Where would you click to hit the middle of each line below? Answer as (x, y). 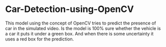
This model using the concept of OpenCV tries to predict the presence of (81, 23)
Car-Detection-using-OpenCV (69, 9)
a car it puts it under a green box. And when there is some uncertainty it (79, 33)
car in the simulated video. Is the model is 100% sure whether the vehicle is (83, 28)
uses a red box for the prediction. (40, 39)
